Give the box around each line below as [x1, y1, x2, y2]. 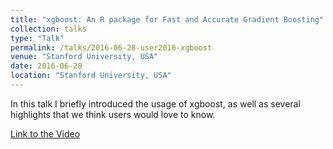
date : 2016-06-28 [10, 61, 83, 71]
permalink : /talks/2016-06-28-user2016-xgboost [10, 42, 213, 53]
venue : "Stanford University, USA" [10, 52, 159, 62]
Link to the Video [10, 127, 81, 140]
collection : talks [10, 24, 87, 34]
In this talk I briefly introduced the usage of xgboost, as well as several [10, 97, 301, 110]
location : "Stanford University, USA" [10, 71, 172, 81]
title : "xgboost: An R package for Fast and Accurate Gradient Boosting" [10, 14, 325, 25]
